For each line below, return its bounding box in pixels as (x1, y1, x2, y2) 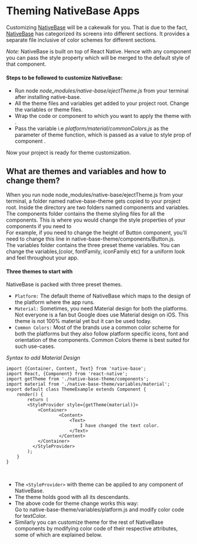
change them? (6, 175, 60, 185)
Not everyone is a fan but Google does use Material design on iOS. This (14, 311, 189, 318)
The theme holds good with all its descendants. (14, 494, 130, 501)
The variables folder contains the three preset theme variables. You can (6, 241, 180, 248)
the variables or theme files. (14, 106, 83, 113)
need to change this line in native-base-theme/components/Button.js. (6, 235, 175, 242)
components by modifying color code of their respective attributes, (14, 525, 178, 532)
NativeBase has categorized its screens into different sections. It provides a (6, 30, 190, 37)
